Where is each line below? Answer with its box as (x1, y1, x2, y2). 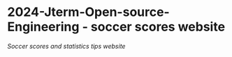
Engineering (7, 19, 80, 35)
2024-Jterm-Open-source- (7, 4, 170, 20)
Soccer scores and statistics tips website (7, 42, 126, 50)
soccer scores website (90, 19, 226, 35)
